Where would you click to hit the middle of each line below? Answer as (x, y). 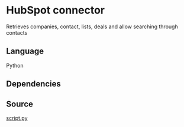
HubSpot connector (56, 10)
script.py (17, 118)
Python (15, 65)
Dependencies (33, 84)
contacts (17, 32)
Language (25, 51)
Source (20, 104)
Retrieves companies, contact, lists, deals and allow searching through (92, 26)
